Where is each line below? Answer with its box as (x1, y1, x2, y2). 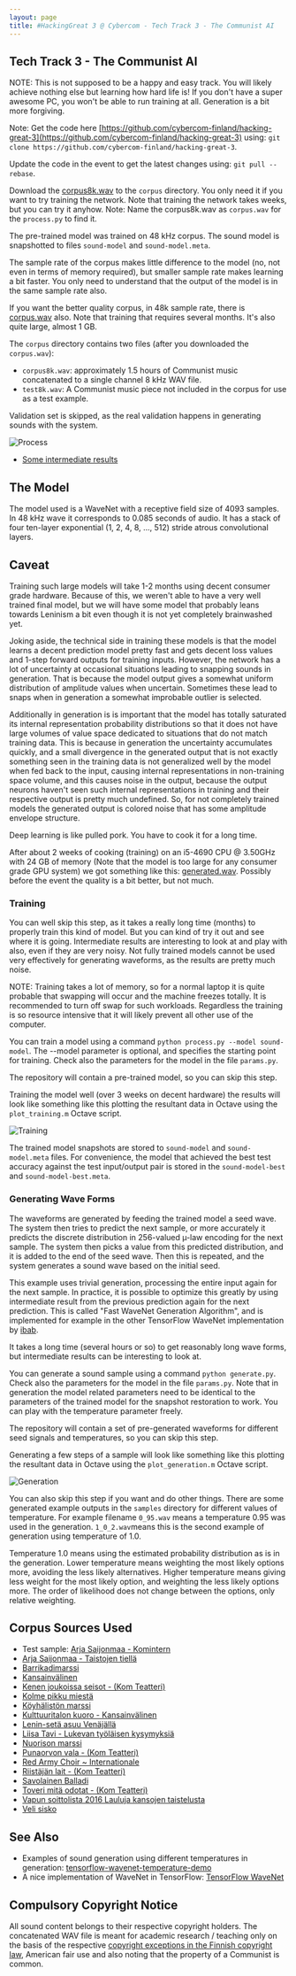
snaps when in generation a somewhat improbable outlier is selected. (9, 691, 262, 702)
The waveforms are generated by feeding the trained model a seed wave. (9, 1213, 277, 1223)
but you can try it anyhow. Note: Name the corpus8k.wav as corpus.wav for (9, 205, 282, 215)
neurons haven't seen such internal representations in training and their (9, 784, 269, 795)
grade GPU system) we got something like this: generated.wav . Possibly (9, 865, 271, 876)
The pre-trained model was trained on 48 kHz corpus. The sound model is (9, 231, 280, 242)
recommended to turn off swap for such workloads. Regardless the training (9, 1000, 284, 1011)
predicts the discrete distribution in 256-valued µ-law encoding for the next (9, 1231, 284, 1242)
